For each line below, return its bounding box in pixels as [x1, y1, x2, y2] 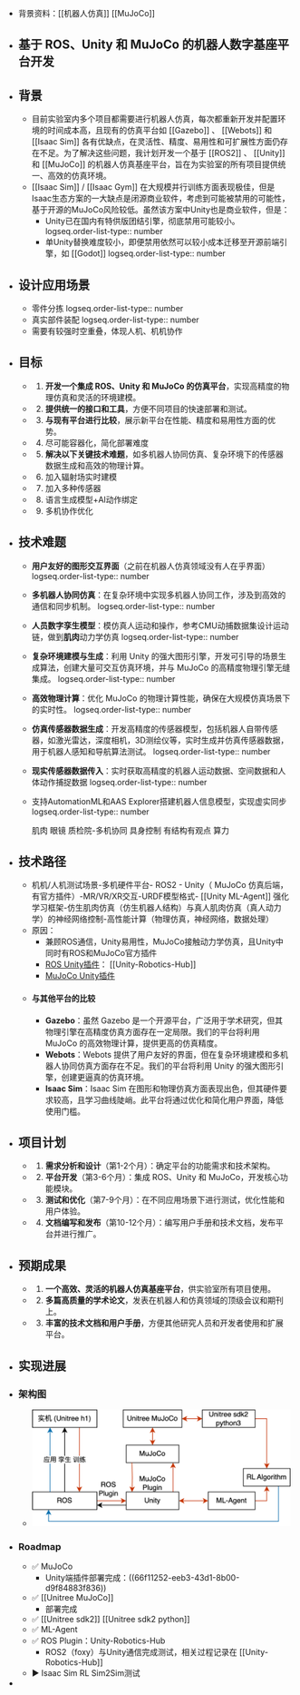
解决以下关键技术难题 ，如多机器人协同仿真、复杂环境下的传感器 [44, 448, 284, 459]
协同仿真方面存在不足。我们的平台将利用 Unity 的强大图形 [61, 1060, 276, 1071]
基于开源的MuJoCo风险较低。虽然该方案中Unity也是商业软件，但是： [31, 204, 290, 215]
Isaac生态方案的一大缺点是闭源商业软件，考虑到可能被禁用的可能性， [31, 193, 290, 204]
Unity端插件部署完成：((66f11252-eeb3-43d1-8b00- [44, 1572, 240, 1583]
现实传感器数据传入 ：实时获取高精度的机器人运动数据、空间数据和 [31, 765, 278, 776]
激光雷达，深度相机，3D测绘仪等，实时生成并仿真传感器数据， [55, 734, 289, 745]
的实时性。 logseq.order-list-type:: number [31, 704, 192, 714]
